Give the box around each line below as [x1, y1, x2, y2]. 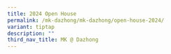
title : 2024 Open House [7, 10, 77, 18]
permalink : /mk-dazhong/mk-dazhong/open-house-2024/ [7, 17, 165, 24]
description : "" [7, 29, 55, 37]
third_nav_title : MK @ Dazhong [7, 36, 99, 43]
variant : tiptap [7, 23, 55, 30]
